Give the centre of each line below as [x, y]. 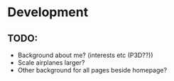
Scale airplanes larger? [51, 63]
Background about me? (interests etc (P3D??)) [86, 55]
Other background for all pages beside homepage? [92, 70]
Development [48, 12]
